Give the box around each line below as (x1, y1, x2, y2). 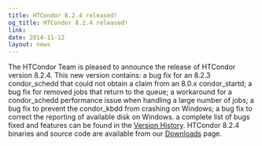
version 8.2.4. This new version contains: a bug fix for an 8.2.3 (8, 71, 211, 80)
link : (8, 26, 26, 34)
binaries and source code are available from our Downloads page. (8, 129, 223, 138)
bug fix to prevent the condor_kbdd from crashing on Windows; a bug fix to (8, 104, 253, 114)
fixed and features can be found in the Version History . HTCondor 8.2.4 (8, 121, 240, 130)
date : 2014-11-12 (8, 33, 65, 42)
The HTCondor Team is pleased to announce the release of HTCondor (8, 62, 236, 71)
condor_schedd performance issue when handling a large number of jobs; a (8, 96, 254, 105)
